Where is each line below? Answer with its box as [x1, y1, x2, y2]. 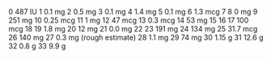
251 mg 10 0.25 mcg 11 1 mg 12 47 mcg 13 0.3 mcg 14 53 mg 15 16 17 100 [8, 15, 249, 25]
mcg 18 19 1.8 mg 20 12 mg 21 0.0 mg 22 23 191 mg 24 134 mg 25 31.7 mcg [8, 24, 258, 33]
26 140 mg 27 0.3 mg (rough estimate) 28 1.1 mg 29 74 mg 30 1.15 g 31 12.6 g [8, 32, 265, 42]
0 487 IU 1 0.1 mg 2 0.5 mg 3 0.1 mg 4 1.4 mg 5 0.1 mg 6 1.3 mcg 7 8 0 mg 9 [8, 7, 258, 16]
